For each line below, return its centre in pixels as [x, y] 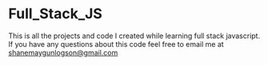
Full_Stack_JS [55, 14]
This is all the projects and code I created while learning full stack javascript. [134, 36]
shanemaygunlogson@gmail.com [63, 52]
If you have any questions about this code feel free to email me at [116, 44]
